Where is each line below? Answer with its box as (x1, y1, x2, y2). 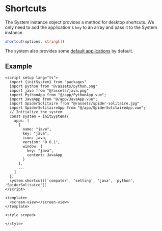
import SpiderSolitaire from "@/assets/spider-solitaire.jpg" (9, 101, 139, 106)
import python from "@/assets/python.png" (9, 84, 98, 89)
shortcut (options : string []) (5, 39, 65, 44)
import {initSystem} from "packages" (9, 79, 87, 84)
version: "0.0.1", (23, 139, 60, 145)
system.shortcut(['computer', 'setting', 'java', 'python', (9, 178, 135, 183)
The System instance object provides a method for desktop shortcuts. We (5, 19, 155, 25)
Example (5, 62, 32, 71)
